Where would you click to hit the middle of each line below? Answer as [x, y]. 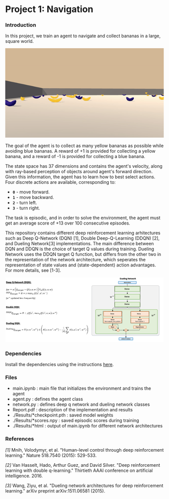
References [20, 439]
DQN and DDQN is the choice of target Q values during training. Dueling [80, 249]
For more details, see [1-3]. [33, 270]
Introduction [21, 25]
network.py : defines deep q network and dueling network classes [81, 404]
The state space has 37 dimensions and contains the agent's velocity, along [84, 166]
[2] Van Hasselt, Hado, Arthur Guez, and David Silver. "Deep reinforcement [83, 465]
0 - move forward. [31, 192]
